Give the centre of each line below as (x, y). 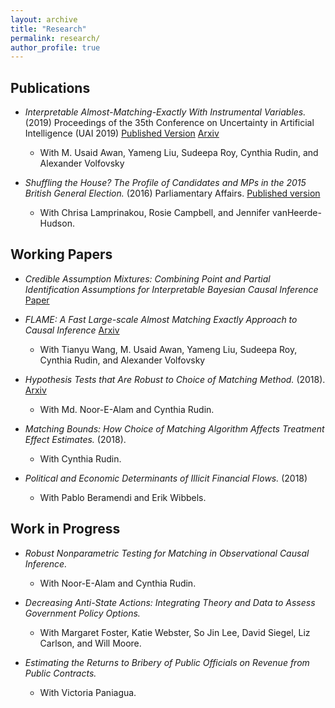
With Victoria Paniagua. (88, 692)
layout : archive (44, 19)
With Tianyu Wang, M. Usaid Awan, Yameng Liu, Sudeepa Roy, (168, 349)
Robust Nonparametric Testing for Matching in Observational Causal (167, 553)
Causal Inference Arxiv (72, 330)
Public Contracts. (60, 673)
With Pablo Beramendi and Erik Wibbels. (123, 497)
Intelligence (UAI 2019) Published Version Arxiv (122, 133)
